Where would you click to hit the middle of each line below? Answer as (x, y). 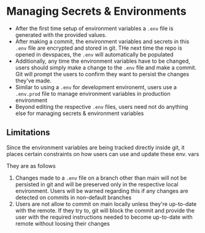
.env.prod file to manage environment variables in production (93, 93)
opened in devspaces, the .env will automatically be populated (94, 54)
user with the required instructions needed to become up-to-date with (104, 217)
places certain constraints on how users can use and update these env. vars (103, 154)
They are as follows (31, 166)
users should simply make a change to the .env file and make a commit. (106, 67)
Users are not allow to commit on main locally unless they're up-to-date (106, 203)
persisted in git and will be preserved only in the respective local (97, 184)
